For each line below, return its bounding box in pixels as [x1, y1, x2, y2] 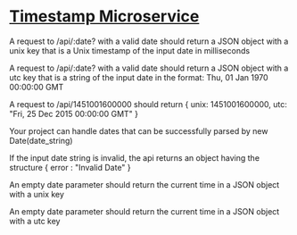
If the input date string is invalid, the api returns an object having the [9, 152, 260, 163]
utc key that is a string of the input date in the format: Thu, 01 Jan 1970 [9, 71, 269, 82]
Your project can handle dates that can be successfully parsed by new [9, 125, 268, 136]
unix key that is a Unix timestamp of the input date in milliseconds [9, 45, 251, 55]
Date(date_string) [9, 135, 73, 146]
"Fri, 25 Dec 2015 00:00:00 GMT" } [9, 108, 138, 119]
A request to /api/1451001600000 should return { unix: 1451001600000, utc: [9, 98, 288, 109]
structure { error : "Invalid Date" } [9, 162, 131, 172]
